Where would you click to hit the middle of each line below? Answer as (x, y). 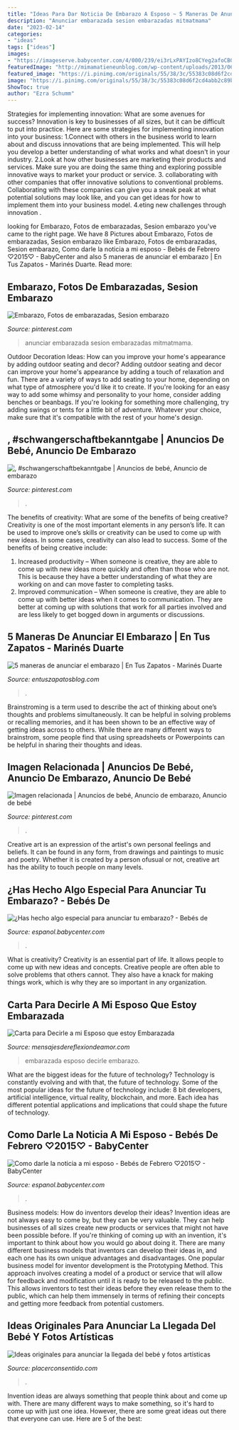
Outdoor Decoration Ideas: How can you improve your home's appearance (117, 356)
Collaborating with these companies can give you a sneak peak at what (112, 190)
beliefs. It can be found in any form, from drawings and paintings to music (116, 852)
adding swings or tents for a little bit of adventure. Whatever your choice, (115, 409)
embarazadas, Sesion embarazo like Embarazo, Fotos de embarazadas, (112, 242)
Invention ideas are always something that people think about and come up (117, 1396)
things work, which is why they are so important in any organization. (107, 982)
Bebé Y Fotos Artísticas (60, 1337)
